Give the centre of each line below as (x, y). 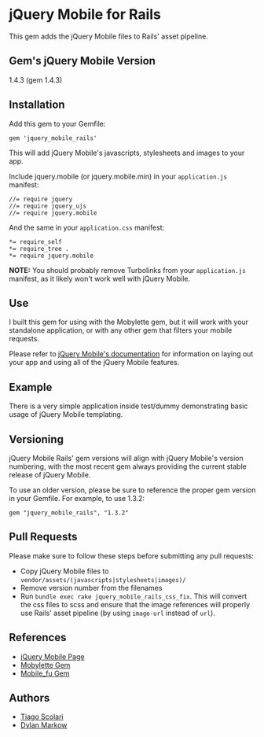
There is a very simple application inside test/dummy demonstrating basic (128, 406)
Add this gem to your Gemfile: (57, 123)
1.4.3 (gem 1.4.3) (36, 79)
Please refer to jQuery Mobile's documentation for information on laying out (131, 354)
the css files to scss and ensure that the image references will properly (135, 604)
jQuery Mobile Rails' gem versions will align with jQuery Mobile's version (126, 458)
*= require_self (35, 241)
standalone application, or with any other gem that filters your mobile (121, 330)
